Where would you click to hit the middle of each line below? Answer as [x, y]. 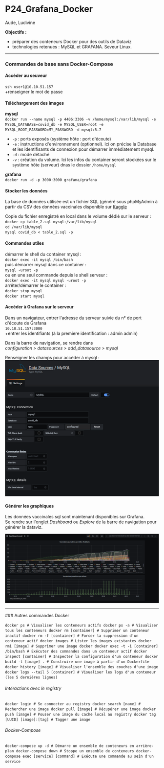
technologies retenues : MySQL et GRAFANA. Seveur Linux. [72, 47]
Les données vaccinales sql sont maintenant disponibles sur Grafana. [75, 517]
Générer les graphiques [30, 506]
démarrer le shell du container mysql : [43, 254]
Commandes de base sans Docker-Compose [59, 64]
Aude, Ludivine [20, 23]
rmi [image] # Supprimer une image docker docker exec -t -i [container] [82, 646]
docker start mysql [25, 296]
